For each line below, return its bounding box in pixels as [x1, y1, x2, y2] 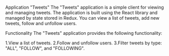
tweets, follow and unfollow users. [5, 20, 77, 26]
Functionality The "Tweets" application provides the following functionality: [5, 30, 162, 36]
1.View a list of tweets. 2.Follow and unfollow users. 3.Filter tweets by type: [5, 40, 162, 46]
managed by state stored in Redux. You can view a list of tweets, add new [5, 15, 160, 21]
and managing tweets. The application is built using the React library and [5, 10, 158, 16]
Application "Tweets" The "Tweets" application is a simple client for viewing [5, 5, 164, 10]
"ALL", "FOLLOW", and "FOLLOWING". [5, 45, 85, 51]
